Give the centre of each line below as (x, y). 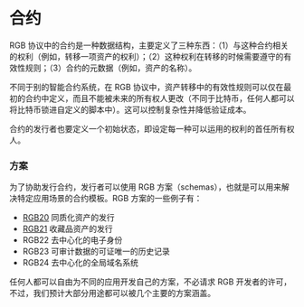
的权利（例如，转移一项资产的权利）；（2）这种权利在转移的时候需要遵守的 (147, 56)
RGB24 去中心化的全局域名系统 (80, 263)
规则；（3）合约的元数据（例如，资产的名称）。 (111, 68)
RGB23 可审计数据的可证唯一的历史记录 (96, 251)
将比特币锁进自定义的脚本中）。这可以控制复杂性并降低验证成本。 (130, 109)
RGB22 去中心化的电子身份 (72, 240)
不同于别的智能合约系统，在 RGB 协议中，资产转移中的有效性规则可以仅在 (147, 87)
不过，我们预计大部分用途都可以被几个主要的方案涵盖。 (112, 293)
